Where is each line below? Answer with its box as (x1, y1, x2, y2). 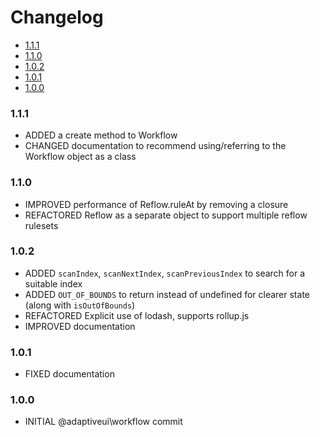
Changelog (10, 6, 104, 29)
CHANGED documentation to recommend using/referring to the (24, 140, 287, 152)
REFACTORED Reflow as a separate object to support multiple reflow (24, 209, 308, 221)
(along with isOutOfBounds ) (24, 299, 136, 311)
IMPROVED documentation (24, 320, 136, 332)
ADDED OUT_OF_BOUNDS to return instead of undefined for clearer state (24, 288, 310, 300)
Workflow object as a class (24, 151, 137, 163)
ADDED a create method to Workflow (24, 129, 178, 141)
